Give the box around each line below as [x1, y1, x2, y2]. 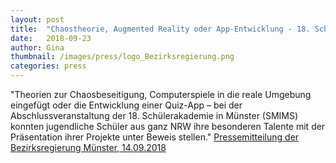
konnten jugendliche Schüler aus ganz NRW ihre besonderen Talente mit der [10, 121, 326, 132]
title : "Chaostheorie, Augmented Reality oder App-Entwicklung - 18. [10, 24, 311, 34]
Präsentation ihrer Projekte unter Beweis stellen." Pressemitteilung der [10, 131, 300, 143]
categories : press [10, 61, 87, 71]
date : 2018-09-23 [10, 33, 92, 43]
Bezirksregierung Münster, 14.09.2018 [10, 142, 167, 153]
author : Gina [10, 42, 65, 53]
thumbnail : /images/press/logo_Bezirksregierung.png [10, 52, 235, 62]
